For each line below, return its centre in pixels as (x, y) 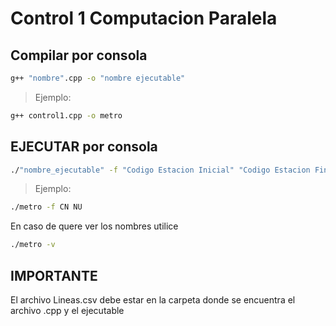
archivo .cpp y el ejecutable (67, 310)
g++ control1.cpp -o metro (66, 115)
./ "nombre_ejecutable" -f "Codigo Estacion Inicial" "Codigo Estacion (160, 170)
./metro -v (33, 245)
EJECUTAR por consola (84, 147)
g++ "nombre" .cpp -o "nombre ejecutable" (98, 78)
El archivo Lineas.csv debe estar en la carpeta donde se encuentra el (153, 300)
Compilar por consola (79, 55)
